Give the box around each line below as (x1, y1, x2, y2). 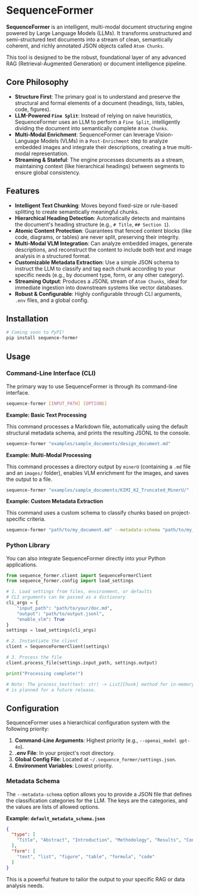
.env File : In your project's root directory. (14, 749, 115, 757)
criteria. (27, 515, 46, 523)
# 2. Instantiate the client (6, 638, 78, 644)
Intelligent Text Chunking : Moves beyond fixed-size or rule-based (14, 201, 178, 209)
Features (6, 186, 40, 196)
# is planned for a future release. (6, 687, 97, 693)
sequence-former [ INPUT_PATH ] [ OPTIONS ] (6, 401, 108, 406)
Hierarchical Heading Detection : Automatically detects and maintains (14, 215, 185, 222)
